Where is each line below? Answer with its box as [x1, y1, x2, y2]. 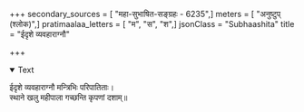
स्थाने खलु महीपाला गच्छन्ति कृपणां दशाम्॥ [9, 92, 128, 103]
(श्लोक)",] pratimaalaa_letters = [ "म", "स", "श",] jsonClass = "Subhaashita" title [9, 19, 295, 29]
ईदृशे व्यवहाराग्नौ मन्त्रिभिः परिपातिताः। [9, 82, 115, 92]
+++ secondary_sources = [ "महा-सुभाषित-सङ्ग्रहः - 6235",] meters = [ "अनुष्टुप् [9, 9, 281, 19]
